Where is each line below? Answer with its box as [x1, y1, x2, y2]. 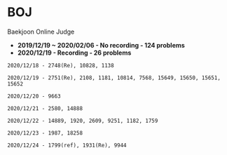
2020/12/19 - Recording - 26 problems [17, 48, 132, 57]
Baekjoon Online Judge [7, 27, 75, 36]
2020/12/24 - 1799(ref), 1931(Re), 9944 [7, 142, 128, 149]
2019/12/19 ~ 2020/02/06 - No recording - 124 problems [17, 41, 186, 49]
